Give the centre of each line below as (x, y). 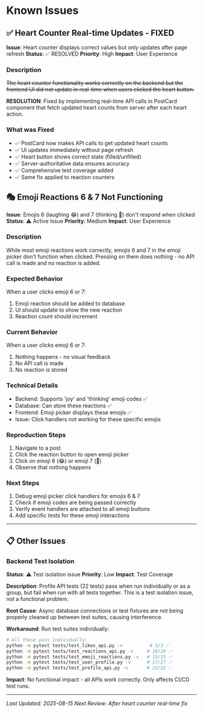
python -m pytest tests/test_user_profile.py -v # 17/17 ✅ (89, 662)
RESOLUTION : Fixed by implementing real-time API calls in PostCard (92, 101)
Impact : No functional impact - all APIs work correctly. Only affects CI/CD (98, 680)
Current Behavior (32, 332)
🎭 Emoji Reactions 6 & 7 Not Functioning (85, 197)
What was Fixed (30, 130)
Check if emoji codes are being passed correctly (76, 502)
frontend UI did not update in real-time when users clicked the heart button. (101, 90)
